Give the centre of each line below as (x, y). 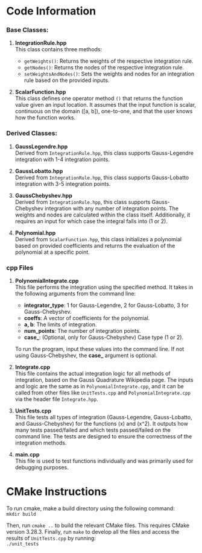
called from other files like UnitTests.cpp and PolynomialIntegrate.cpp (103, 393)
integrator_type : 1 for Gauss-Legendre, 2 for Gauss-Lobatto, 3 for (106, 305)
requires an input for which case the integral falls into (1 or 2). (91, 221)
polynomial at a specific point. (52, 252)
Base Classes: (27, 30)
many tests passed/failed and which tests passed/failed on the (93, 430)
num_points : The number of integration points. (82, 331)
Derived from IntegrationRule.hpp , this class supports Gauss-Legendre (104, 153)
